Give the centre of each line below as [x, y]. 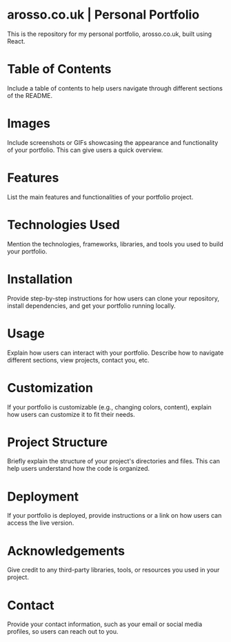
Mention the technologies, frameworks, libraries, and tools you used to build [115, 244]
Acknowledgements [66, 551]
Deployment [43, 496]
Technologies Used [64, 225]
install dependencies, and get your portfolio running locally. [91, 305]
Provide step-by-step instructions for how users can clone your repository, [113, 298]
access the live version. [41, 523]
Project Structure [58, 442]
